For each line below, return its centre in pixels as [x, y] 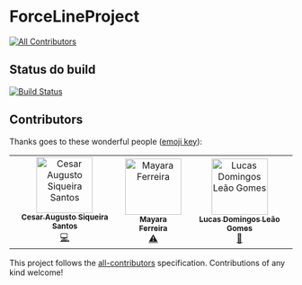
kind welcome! [36, 272]
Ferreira [153, 228]
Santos [65, 226]
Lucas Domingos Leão [240, 219]
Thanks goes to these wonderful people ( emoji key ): [106, 141]
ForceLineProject [75, 17]
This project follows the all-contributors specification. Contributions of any [147, 263]
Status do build [53, 70]
